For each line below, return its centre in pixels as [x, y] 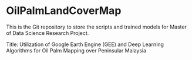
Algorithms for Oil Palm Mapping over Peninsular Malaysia [76, 50]
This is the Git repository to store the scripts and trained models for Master [96, 27]
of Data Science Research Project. [48, 33]
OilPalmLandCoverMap [64, 11]
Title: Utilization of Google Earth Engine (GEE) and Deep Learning [85, 44]
